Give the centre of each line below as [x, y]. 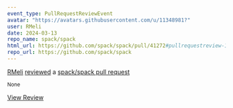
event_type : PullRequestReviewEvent [60, 13]
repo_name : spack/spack [42, 39]
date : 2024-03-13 [32, 33]
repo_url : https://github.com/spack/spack [69, 53]
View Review [25, 97]
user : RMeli [24, 26]
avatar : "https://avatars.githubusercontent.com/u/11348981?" [99, 20]
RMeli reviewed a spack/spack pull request [69, 72]
